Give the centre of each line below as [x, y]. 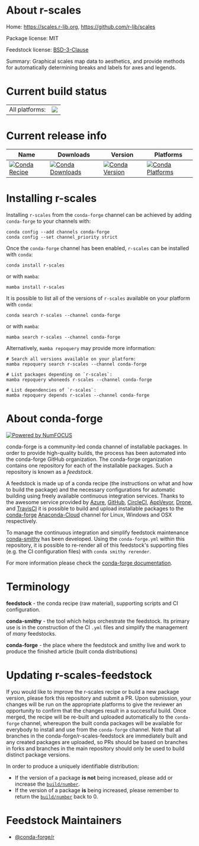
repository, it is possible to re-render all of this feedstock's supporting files [97, 545]
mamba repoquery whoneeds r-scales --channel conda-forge [79, 380]
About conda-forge [54, 419]
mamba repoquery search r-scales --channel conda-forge [76, 364]
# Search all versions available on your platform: [71, 359]
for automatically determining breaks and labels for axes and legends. [91, 67]
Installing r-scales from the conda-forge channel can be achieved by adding [99, 214]
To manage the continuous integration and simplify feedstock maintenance [97, 532]
